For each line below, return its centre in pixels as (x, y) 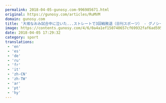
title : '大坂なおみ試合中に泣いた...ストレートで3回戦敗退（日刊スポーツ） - (76, 24)
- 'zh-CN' (17, 74)
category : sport (22, 38)
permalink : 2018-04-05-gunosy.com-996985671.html (57, 10)
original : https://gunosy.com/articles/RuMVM (53, 14)
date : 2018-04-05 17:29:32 (33, 33)
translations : (20, 42)
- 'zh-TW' (17, 79)
